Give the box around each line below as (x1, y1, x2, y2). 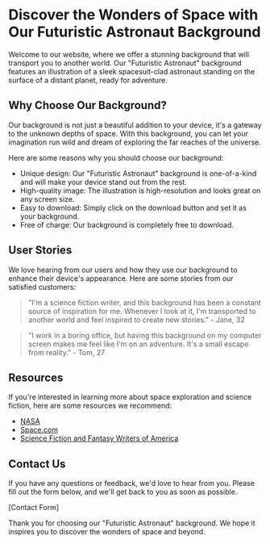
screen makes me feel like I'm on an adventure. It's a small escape (27, 339, 249, 349)
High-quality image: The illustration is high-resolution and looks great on (19, 186, 261, 195)
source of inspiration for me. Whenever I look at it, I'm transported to (27, 306, 256, 316)
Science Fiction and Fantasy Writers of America (19, 433, 179, 443)
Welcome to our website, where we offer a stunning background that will (8, 49, 250, 59)
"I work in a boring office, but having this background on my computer (27, 330, 262, 340)
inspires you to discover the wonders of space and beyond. (8, 527, 206, 537)
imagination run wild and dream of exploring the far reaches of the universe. (8, 137, 262, 147)
